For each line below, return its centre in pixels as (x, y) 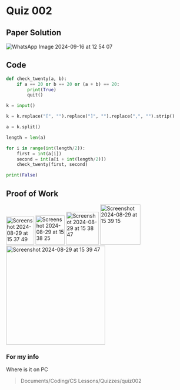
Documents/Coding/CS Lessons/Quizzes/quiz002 (81, 381)
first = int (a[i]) (39, 154)
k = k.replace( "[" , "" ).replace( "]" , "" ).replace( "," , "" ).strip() (91, 116)
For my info (23, 356)
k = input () (21, 106)
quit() (35, 95)
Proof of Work (32, 193)
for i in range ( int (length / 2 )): (46, 148)
